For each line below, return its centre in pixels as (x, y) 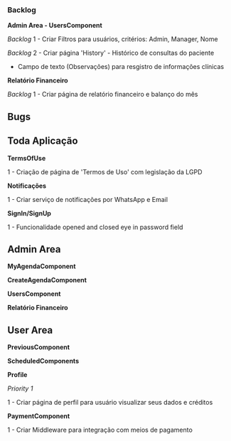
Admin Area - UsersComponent (55, 26)
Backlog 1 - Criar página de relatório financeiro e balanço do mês (103, 95)
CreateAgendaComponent (47, 280)
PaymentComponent (39, 416)
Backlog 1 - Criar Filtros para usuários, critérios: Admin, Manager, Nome (113, 39)
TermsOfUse (27, 158)
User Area (30, 330)
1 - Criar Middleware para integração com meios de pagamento (100, 430)
